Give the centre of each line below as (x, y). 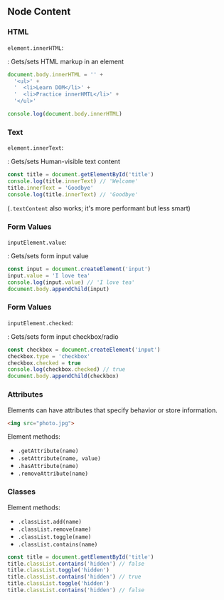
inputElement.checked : (40, 322)
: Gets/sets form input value (48, 256)
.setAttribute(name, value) (59, 459)
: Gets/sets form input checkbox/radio (63, 336)
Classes (22, 492)
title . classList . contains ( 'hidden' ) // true (74, 577)
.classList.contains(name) (58, 544)
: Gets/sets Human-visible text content (64, 162)
